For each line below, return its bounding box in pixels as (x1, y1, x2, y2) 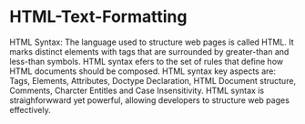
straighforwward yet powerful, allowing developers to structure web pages (9, 94, 290, 106)
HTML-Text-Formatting (9, 6, 188, 27)
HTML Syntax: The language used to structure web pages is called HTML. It (9, 36, 294, 47)
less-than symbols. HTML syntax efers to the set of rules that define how (9, 56, 284, 67)
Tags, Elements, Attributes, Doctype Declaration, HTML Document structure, (9, 75, 297, 86)
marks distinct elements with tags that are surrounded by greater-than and (9, 46, 290, 57)
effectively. (9, 104, 52, 115)
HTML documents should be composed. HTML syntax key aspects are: (9, 66, 276, 77)
